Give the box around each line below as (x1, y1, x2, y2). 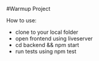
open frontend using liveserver (15, 35, 93, 42)
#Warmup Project (6, 5, 51, 12)
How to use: (6, 17, 37, 24)
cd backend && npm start (15, 42, 79, 48)
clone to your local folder (15, 28, 78, 36)
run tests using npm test (15, 48, 76, 55)
